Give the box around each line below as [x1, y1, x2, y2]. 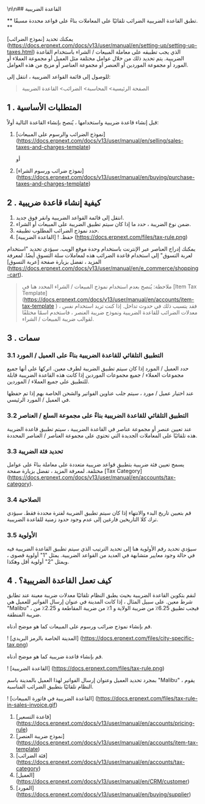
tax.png [7, 641, 26, 649]
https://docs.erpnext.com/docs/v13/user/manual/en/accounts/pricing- [18, 719, 195, 727]
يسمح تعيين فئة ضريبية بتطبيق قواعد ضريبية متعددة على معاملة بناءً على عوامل [7, 460, 185, 468]
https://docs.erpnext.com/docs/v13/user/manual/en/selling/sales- [18, 137, 184, 144]
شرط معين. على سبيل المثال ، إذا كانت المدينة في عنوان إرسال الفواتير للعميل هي [7, 598, 193, 605]
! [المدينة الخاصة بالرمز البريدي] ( [7, 635, 82, 642]
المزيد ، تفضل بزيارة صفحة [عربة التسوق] [7, 258, 102, 265]
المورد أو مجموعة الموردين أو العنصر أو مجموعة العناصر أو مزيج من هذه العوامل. [7, 61, 189, 68]
